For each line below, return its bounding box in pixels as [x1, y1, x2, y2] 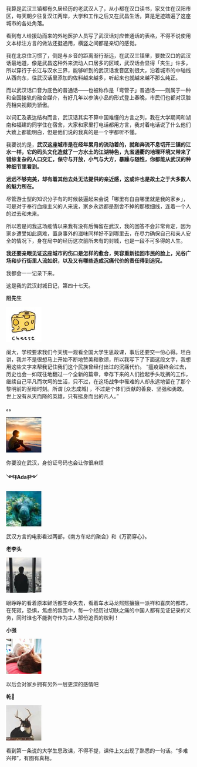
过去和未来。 [11, 210, 42, 217]
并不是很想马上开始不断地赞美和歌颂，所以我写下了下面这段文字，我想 [21, 356, 191, 363]
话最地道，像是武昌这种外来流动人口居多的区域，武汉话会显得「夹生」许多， [6, 59, 191, 66]
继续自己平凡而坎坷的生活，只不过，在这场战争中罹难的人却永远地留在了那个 [6, 378, 191, 385]
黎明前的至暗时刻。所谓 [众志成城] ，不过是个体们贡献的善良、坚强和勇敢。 [6, 386, 188, 392]
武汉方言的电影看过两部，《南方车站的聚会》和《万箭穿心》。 [6, 533, 150, 540]
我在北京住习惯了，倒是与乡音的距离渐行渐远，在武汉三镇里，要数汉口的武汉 [6, 52, 191, 59]
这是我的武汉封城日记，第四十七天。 [6, 282, 94, 289]
